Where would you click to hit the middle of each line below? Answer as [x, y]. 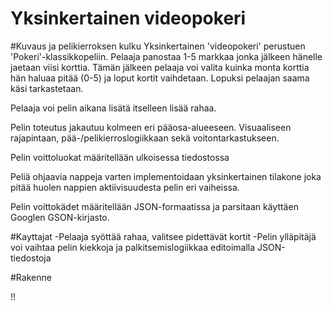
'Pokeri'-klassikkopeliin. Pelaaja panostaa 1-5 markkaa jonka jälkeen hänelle [166, 56]
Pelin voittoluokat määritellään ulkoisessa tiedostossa [120, 157]
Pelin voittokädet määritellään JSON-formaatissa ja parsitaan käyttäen [154, 206]
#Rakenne [31, 277]
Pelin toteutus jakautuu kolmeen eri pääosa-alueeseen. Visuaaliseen [151, 127]
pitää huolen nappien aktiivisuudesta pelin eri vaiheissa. [125, 187]
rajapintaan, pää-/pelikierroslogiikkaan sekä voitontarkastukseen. [145, 138]
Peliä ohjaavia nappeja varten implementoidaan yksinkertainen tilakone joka [166, 176]
